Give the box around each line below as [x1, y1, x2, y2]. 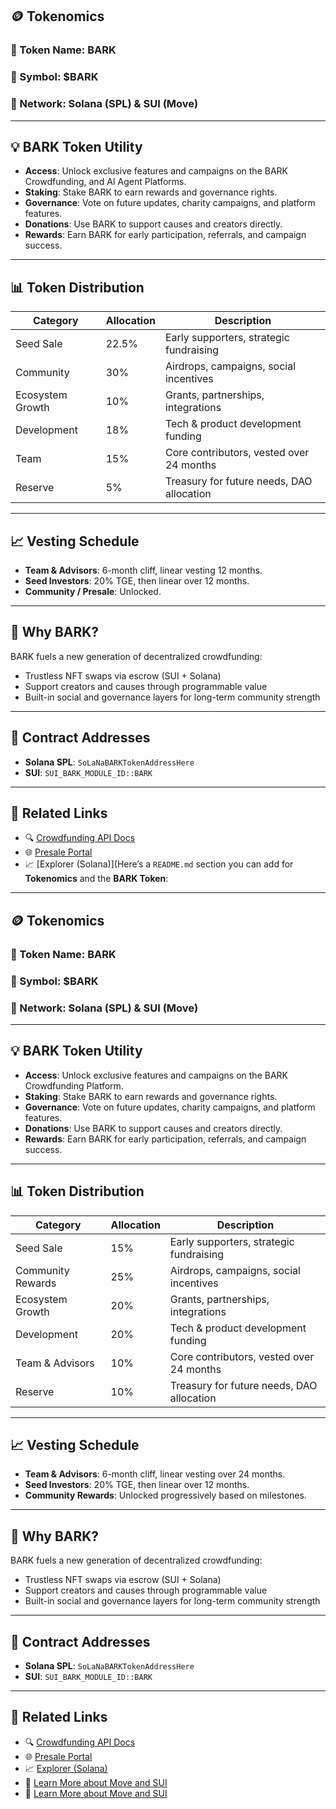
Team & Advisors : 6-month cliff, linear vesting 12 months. [24, 564, 263, 576]
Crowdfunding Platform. [24, 1079, 124, 1092]
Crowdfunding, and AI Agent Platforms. [24, 176, 187, 188]
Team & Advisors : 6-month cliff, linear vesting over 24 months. [24, 1468, 286, 1480]
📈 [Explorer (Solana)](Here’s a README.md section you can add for [24, 858, 294, 870]
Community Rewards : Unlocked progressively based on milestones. [24, 1489, 307, 1502]
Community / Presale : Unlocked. [24, 585, 162, 597]
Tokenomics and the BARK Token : [24, 873, 169, 885]
